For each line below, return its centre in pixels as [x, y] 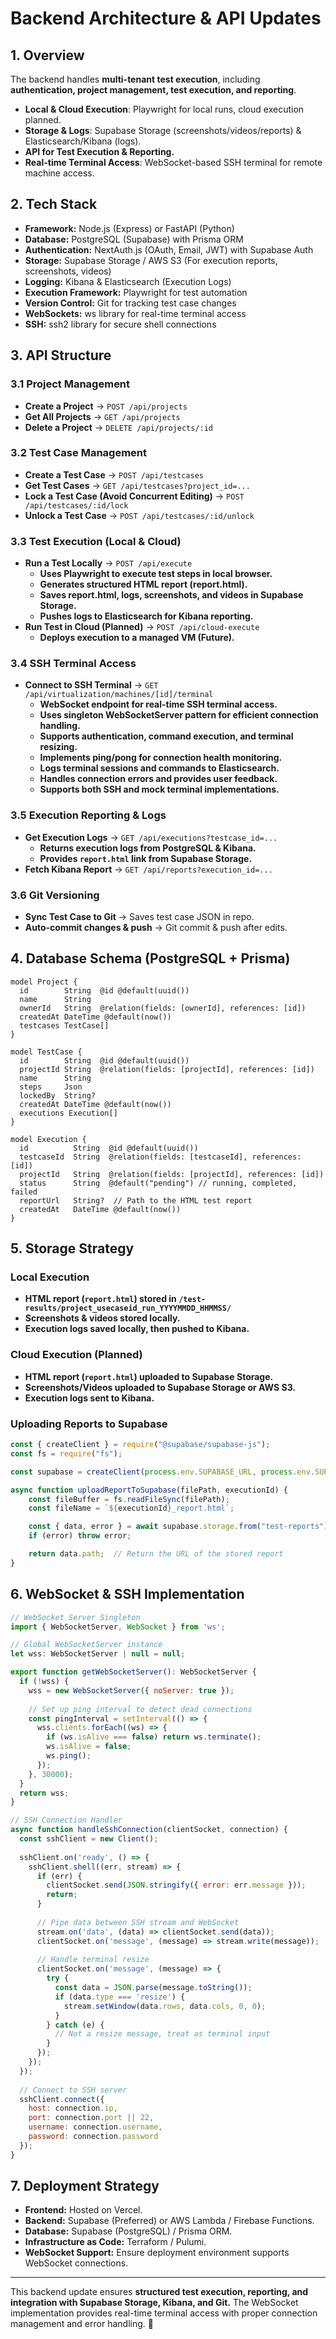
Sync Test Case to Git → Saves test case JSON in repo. [139, 916]
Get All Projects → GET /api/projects [102, 416]
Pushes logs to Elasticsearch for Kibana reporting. [146, 616]
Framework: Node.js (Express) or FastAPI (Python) [129, 228]
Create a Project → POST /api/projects [106, 406]
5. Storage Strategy [72, 1248]
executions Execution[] [68, 1113]
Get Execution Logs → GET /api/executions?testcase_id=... [151, 837]
